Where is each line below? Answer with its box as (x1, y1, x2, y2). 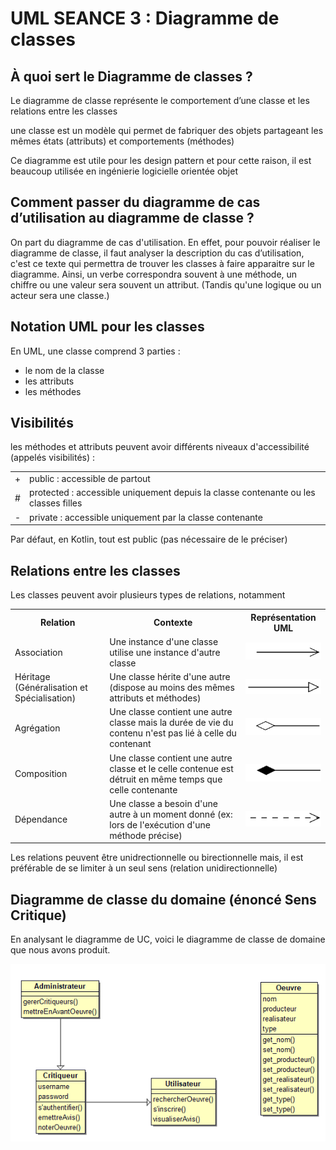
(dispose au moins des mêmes (109, 682, 235, 693)
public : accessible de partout (29, 473, 151, 485)
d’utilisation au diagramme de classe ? (10, 210, 255, 227)
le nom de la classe (24, 364, 105, 376)
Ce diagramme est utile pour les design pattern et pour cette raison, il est (10, 155, 312, 166)
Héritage (14, 671, 51, 682)
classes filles (29, 497, 83, 509)
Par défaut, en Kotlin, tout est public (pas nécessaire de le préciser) (10, 533, 288, 546)
